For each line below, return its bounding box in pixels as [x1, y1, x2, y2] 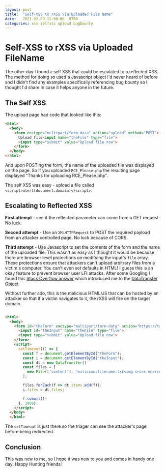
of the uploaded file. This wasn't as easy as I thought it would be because [5, 249, 155, 255]
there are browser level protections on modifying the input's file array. [5, 254, 149, 261]
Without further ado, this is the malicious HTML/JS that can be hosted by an [5, 290, 159, 296]
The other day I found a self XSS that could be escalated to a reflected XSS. [5, 69, 159, 75]
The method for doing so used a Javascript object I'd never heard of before [5, 74, 158, 80]
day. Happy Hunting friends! [5, 461, 62, 467]
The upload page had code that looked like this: [5, 112, 102, 118]
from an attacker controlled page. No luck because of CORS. [5, 235, 128, 240]
